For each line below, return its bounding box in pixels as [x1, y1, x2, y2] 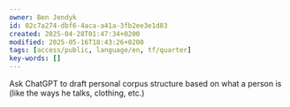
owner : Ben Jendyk [9, 12, 77, 22]
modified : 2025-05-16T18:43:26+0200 [9, 37, 144, 47]
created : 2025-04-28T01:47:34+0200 [9, 29, 141, 38]
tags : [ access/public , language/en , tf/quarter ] [9, 46, 192, 55]
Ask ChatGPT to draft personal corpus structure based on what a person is [9, 79, 282, 88]
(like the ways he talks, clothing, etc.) [9, 88, 145, 98]
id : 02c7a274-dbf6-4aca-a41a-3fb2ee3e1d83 [9, 21, 168, 30]
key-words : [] [9, 54, 62, 63]
